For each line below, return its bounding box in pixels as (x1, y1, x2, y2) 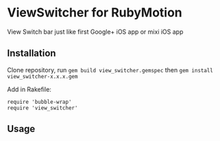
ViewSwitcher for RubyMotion (7, 5, 183, 21)
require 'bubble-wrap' (7, 98, 72, 105)
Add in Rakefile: (7, 85, 51, 94)
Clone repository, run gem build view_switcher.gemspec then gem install (7, 65, 214, 74)
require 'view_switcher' (7, 105, 78, 111)
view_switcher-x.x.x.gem (7, 73, 78, 80)
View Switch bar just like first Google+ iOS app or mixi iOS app (7, 28, 184, 36)
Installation (7, 47, 56, 59)
